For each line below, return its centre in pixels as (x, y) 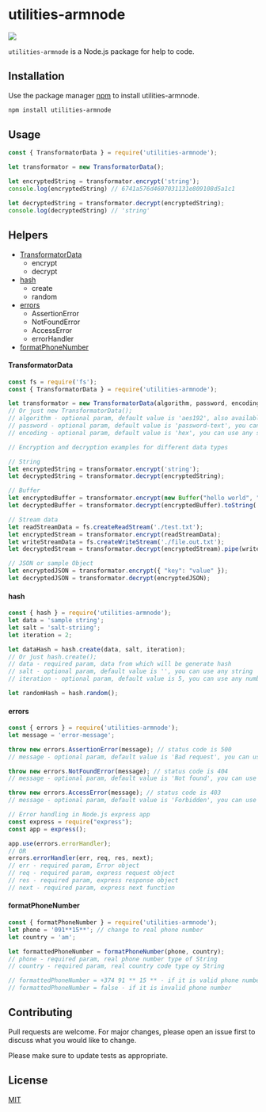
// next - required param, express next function (92, 888)
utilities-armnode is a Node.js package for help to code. (102, 51)
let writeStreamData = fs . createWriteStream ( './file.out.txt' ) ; (116, 542)
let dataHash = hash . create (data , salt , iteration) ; (97, 649)
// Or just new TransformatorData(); (70, 411)
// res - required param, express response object (93, 881)
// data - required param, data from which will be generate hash (120, 664)
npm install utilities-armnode (60, 110)
